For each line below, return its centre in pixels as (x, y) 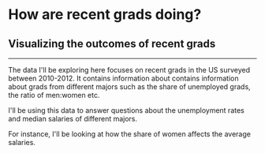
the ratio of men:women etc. (54, 95)
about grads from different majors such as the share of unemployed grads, (129, 87)
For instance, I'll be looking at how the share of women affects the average (129, 134)
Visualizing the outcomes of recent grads (112, 44)
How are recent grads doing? (105, 15)
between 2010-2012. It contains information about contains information (123, 78)
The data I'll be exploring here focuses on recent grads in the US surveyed (129, 70)
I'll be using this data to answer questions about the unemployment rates (126, 110)
